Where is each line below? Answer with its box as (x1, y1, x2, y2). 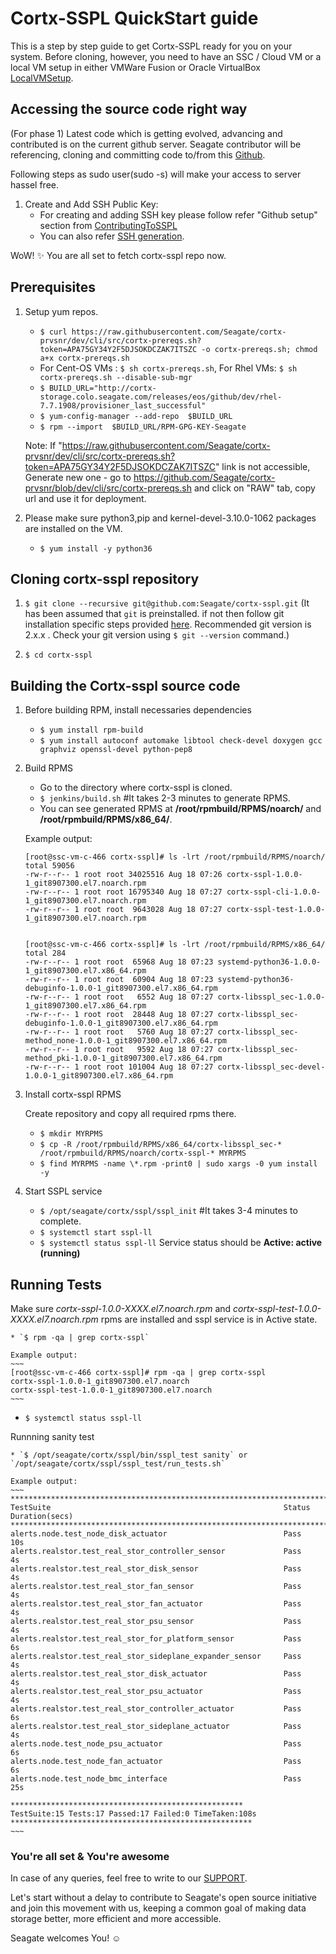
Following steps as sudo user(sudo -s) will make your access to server (10, 168, 302, 180)
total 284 (24, 948, 67, 959)
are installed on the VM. (24, 522, 123, 534)
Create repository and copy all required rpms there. (24, 1108, 237, 1120)
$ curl (39, 327, 68, 337)
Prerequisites (10, 279, 96, 296)
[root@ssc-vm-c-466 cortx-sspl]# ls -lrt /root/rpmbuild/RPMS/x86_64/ (24, 940, 326, 950)
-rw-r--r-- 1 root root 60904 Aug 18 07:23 (24, 975, 214, 985)
